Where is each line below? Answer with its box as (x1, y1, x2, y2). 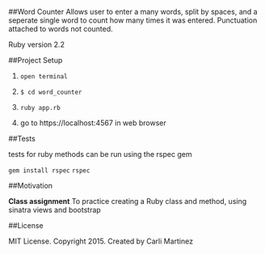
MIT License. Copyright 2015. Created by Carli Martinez (8, 236, 194, 246)
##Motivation (8, 181, 53, 190)
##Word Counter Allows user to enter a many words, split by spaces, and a (8, 7, 258, 16)
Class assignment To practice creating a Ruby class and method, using (8, 197, 247, 205)
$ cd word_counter (19, 88, 82, 96)
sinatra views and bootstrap (8, 205, 101, 214)
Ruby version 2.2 (8, 40, 65, 49)
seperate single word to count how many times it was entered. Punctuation (8, 15, 258, 25)
